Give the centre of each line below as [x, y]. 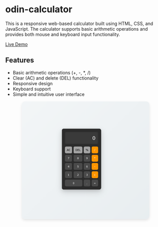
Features [20, 60]
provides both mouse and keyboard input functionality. [63, 34]
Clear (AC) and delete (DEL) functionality [56, 78]
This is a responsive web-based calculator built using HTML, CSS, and [79, 23]
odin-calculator [39, 9]
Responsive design [33, 83]
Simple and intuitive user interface [49, 94]
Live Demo [17, 44]
